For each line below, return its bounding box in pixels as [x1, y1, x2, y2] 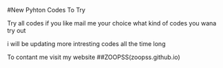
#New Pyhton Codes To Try [7, 6, 86, 14]
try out [7, 27, 26, 34]
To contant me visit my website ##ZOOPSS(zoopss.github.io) [7, 53, 180, 61]
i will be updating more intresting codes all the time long [7, 40, 166, 47]
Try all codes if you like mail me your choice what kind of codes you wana [7, 19, 217, 27]
